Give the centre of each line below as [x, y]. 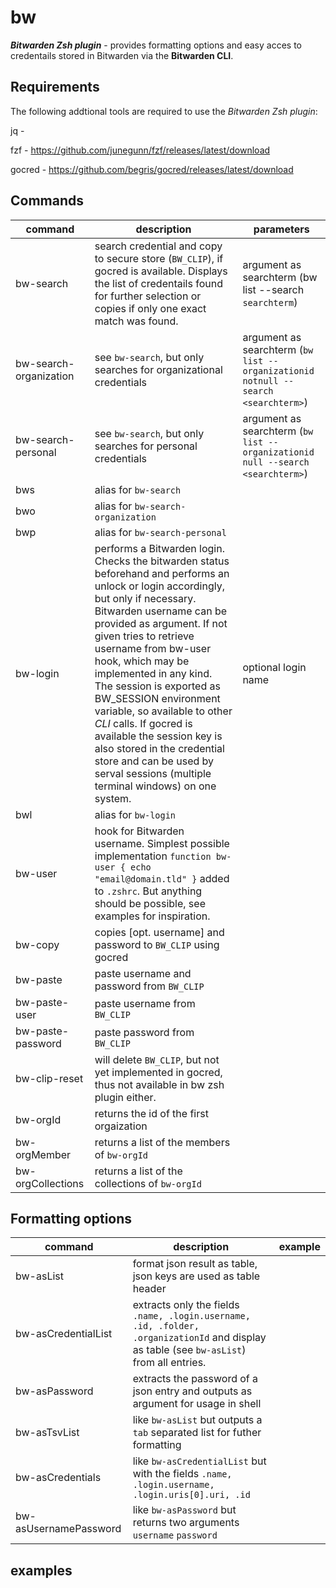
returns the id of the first [151, 1113]
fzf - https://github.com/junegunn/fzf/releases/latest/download [140, 150]
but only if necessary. [145, 598]
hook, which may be [142, 661]
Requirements [55, 87]
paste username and [143, 973]
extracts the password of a [195, 1379]
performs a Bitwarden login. [159, 548]
